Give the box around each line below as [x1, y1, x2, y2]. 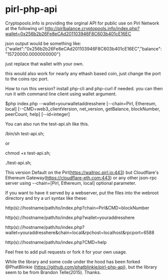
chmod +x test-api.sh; [5, 150, 51, 156]
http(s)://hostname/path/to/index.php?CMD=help [5, 239, 107, 245]
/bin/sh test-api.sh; [5, 130, 45, 136]
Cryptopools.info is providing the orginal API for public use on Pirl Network [5, 20, 159, 26]
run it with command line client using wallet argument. [5, 91, 117, 97]
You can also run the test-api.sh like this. [5, 121, 89, 127]
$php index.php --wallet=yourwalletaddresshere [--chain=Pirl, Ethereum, [5, 100, 157, 106]
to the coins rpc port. [5, 76, 49, 82]
